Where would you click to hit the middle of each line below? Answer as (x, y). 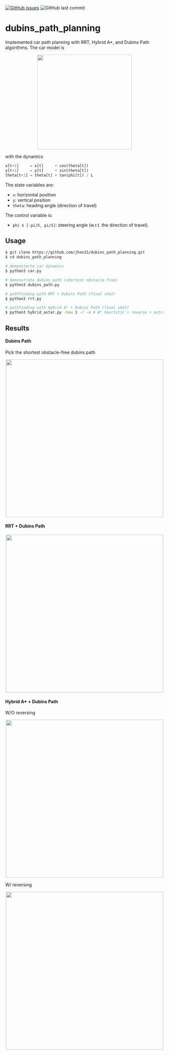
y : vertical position (31, 200)
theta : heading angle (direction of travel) (55, 205)
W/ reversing (19, 885)
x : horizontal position (34, 195)
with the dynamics (24, 156)
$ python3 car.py (23, 271)
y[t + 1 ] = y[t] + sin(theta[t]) (47, 170)
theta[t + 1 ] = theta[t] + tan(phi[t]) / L (49, 175)
